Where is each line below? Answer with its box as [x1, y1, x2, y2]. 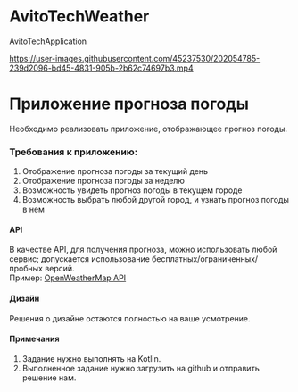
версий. [44, 263, 75, 274]
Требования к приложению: [9, 146, 138, 158]
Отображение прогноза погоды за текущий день [21, 166, 208, 177]
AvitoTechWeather [9, 6, 150, 27]
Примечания [9, 333, 60, 345]
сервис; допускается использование [9, 254, 150, 264]
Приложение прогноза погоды [9, 94, 250, 114]
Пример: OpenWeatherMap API [9, 272, 127, 283]
